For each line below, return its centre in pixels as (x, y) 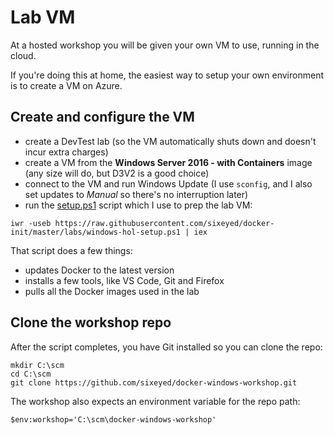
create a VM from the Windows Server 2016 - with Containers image (168, 162)
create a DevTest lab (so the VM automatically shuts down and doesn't (170, 141)
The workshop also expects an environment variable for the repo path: (155, 401)
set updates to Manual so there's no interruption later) (136, 194)
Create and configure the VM (102, 117)
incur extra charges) (66, 152)
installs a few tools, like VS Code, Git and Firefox (124, 280)
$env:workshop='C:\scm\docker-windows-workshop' (113, 419)
